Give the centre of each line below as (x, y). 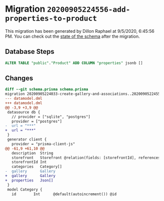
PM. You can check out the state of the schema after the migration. (72, 36)
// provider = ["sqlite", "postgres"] (51, 117)
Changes (19, 78)
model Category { (25, 189)
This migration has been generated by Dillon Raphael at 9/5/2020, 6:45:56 (80, 31)
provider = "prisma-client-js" (43, 144)
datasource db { (24, 112)
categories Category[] (37, 167)
